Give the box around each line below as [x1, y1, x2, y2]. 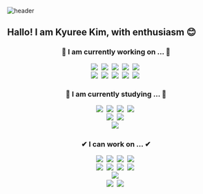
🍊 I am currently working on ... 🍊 [61, 47, 171, 57]
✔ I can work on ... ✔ [81, 139, 151, 148]
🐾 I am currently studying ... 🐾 [65, 89, 167, 99]
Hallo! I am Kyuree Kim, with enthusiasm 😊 [7, 26, 197, 38]
